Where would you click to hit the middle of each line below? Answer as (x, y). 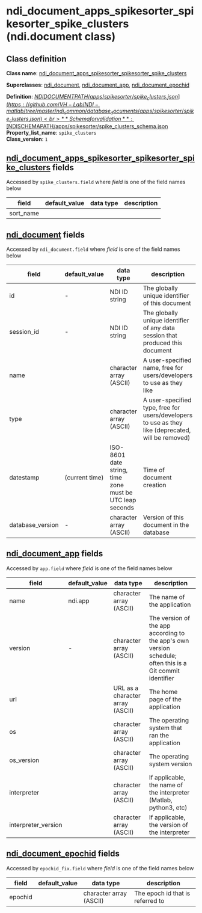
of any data (159, 328)
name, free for (163, 368)
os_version (24, 760)
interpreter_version (36, 825)
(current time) (84, 478)
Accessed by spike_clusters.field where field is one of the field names (96, 182)
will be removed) (167, 438)
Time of (154, 470)
